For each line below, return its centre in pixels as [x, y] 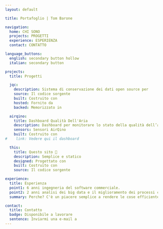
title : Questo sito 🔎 [35, 152]
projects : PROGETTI [29, 36]
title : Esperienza [28, 183]
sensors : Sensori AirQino [40, 130]
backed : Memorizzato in [38, 107]
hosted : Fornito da [33, 103]
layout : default [21, 9]
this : [15, 147]
